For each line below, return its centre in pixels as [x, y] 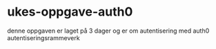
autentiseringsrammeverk [44, 37]
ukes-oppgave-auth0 [70, 12]
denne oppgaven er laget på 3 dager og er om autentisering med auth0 [108, 31]
